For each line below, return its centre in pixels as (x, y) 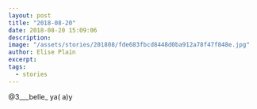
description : (30, 38)
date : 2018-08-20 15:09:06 (53, 30)
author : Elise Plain (42, 52)
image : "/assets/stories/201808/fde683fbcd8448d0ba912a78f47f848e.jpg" (129, 45)
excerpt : (23, 60)
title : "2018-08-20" (42, 23)
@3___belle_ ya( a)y (40, 96)
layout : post (30, 15)
